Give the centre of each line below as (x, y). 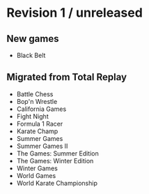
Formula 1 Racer (40, 124)
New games (33, 39)
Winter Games (37, 168)
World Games (36, 175)
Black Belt (31, 55)
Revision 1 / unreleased (75, 13)
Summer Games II (42, 146)
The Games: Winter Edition (55, 161)
